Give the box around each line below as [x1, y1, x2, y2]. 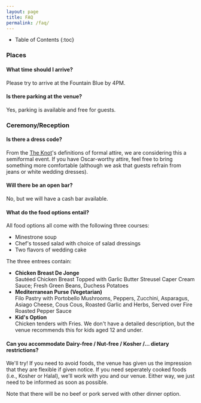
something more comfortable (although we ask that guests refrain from [6, 162, 181, 169]
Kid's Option [14, 314, 47, 321]
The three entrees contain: [6, 258, 72, 265]
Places [6, 51, 27, 60]
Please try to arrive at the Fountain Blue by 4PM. [6, 79, 126, 87]
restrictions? [6, 346, 39, 353]
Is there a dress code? [6, 136, 63, 143]
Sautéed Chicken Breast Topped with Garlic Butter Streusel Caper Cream [14, 276, 195, 283]
